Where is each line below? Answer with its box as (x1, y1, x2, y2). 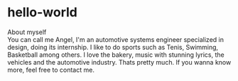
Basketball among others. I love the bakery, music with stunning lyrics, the (7, 50, 225, 59)
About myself (7, 28, 47, 36)
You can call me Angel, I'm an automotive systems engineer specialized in (7, 35, 224, 43)
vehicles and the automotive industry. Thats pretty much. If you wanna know (7, 58, 232, 66)
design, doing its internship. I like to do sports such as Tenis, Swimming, (7, 43, 219, 51)
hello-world (7, 4, 78, 21)
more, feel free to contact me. (7, 65, 94, 74)
